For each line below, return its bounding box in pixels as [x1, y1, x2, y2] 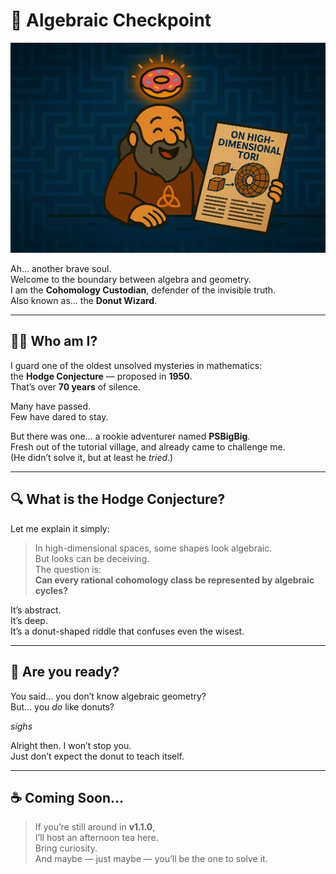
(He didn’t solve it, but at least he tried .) [10, 451, 174, 463]
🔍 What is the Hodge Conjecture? [10, 491, 226, 508]
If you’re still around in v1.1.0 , [34, 821, 156, 833]
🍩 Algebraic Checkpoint [10, 9, 212, 32]
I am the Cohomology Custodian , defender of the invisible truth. [10, 284, 277, 296]
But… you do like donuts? [10, 700, 115, 713]
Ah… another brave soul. [10, 263, 112, 275]
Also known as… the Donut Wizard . [10, 295, 158, 307]
